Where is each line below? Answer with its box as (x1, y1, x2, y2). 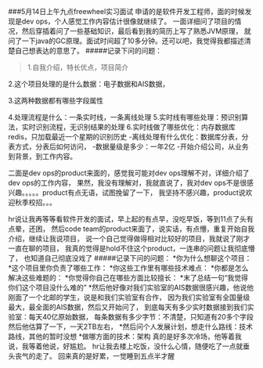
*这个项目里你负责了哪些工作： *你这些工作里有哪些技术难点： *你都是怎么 (8, 263, 249, 272)
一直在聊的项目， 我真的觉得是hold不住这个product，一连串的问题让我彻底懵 (8, 244, 256, 253)
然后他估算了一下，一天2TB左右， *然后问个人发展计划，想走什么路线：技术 (8, 322, 253, 331)
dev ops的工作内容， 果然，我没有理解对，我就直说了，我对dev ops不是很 (8, 179, 247, 187)
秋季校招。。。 (14, 198, 56, 207)
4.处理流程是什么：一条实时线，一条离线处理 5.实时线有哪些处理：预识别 (8, 113, 242, 121)
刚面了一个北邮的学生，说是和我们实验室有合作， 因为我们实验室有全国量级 (8, 293, 250, 301)
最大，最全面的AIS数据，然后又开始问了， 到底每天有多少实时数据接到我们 (8, 302, 248, 312)
